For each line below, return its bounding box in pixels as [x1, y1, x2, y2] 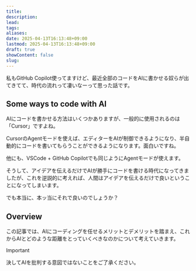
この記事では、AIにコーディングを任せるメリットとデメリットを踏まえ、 [6, 228, 180, 235]
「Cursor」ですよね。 [6, 122, 59, 129]
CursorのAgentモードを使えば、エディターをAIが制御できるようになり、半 [6, 135, 185, 142]
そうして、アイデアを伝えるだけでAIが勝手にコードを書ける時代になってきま [6, 167, 190, 174]
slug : [6, 57, 19, 63]
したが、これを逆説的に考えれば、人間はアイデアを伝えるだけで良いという [6, 174, 185, 181]
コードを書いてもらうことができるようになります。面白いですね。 [21, 142, 180, 149]
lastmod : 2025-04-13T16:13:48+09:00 [6, 42, 95, 47]
